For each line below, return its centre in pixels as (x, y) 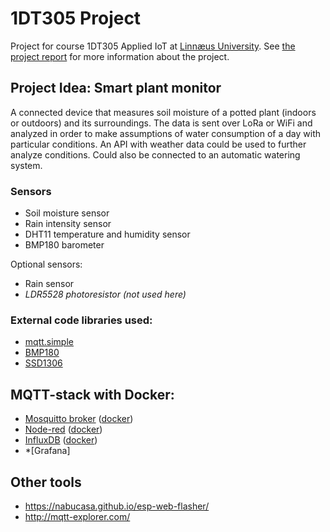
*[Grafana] (47, 451)
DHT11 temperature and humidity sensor (107, 234)
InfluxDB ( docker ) (61, 440)
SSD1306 (43, 363)
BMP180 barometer (64, 245)
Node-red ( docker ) (63, 429)
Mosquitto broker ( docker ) (79, 419)
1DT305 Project (76, 18)
